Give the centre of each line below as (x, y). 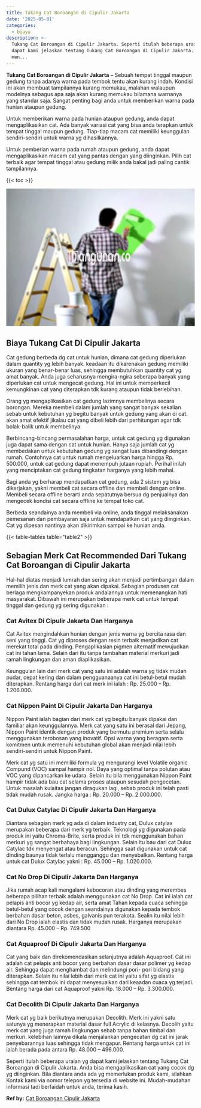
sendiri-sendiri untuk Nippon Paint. (49, 750)
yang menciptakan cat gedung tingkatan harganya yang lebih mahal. (91, 470)
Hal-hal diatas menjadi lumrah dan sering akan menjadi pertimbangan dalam (100, 579)
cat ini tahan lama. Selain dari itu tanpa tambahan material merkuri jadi (93, 653)
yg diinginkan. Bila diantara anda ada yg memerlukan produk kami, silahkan (99, 1074)
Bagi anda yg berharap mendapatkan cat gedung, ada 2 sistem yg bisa (93, 482)
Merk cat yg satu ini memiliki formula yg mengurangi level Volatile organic (97, 763)
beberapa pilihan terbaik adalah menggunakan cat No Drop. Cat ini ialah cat (100, 896)
